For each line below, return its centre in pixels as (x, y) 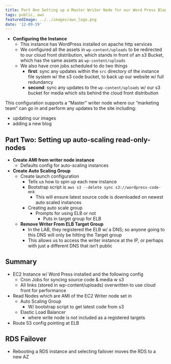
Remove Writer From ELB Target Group (62, 224)
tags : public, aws (25, 15)
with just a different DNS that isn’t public (70, 246)
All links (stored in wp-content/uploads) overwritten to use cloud (88, 285)
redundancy (40, 82)
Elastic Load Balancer (43, 312)
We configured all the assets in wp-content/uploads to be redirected (91, 50)
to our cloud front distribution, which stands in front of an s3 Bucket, (92, 55)
